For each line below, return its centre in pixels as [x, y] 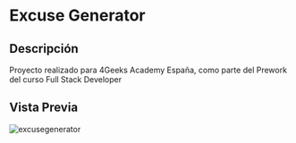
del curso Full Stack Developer [66, 80]
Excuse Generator [77, 16]
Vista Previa [44, 108]
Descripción [44, 49]
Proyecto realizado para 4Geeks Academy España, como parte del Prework [148, 70]
